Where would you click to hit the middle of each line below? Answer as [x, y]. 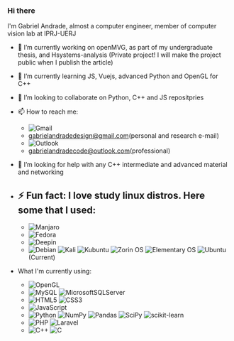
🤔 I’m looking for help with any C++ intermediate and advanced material [123, 165]
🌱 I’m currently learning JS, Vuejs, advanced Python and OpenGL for [118, 76]
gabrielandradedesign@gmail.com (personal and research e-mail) [124, 136]
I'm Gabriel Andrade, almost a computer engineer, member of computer [112, 26]
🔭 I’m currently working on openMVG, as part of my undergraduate [115, 48]
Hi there [21, 11]
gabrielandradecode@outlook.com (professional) [99, 151]
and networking [40, 172]
